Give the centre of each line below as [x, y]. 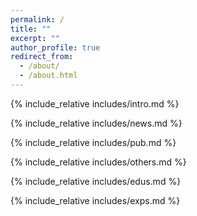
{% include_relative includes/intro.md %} [95, 103]
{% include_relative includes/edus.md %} [96, 181]
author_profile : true [55, 47]
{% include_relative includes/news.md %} [96, 123]
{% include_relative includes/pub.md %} [93, 142]
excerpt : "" [35, 38]
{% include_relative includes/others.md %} [98, 162]
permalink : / [37, 19]
